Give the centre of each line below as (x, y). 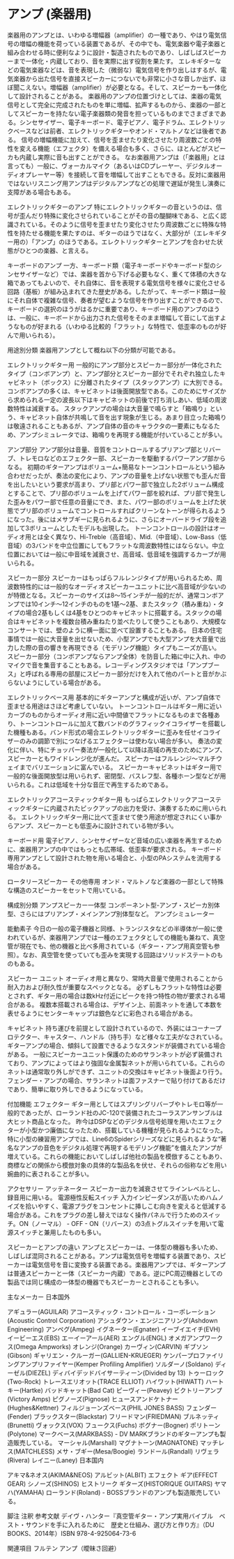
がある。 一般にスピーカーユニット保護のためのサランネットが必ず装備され (115, 1054)
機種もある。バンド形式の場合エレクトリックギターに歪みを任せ (105, 732)
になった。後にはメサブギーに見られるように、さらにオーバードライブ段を (114, 519)
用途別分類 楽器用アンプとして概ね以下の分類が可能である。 (93, 350)
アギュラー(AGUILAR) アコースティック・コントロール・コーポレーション (111, 1312)
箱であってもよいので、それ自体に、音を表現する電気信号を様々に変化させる (117, 283)
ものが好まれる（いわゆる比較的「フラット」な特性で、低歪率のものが (120, 326)
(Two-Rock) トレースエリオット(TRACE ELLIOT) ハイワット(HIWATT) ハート (116, 1381)
